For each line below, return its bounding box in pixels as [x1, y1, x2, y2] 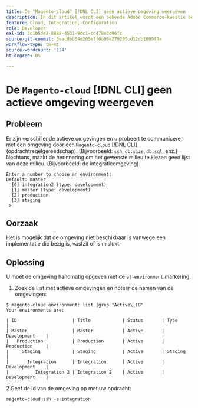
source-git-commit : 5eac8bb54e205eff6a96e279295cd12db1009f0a [6, 36, 162, 42]
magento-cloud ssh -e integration [6, 396, 91, 402]
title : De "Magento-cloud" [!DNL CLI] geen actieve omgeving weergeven [6, 8, 186, 15]
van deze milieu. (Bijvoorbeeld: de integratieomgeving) [6, 160, 139, 167]
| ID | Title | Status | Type [6, 318, 178, 324]
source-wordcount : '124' [6, 47, 67, 53]
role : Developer [6, 25, 46, 31]
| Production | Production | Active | [6, 338, 165, 344]
